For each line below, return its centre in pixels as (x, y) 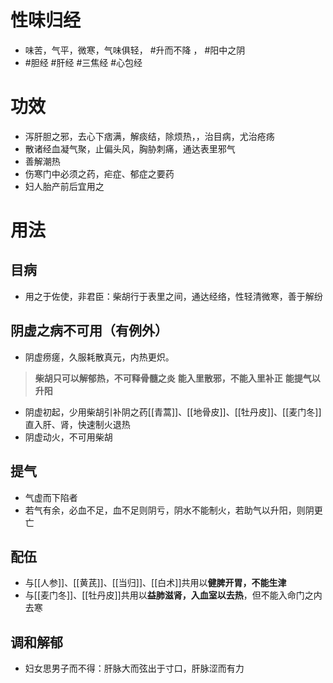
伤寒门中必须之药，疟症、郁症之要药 (99, 173)
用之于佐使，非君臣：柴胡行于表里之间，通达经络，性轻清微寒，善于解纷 (173, 296)
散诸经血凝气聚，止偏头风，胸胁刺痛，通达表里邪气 (130, 148)
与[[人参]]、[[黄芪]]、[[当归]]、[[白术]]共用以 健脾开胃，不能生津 (155, 583)
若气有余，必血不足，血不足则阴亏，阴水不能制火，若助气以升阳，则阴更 (173, 510)
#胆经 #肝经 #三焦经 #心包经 (83, 62)
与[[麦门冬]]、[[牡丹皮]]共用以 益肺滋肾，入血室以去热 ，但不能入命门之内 (173, 595)
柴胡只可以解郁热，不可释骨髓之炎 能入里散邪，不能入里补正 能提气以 (177, 378)
